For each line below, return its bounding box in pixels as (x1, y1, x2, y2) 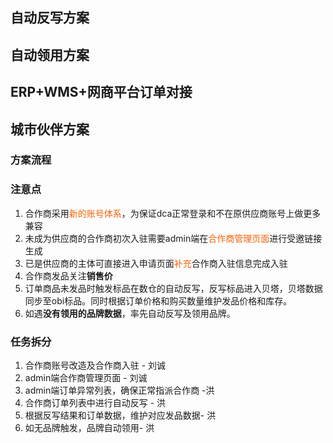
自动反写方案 (10, 9, 90, 27)
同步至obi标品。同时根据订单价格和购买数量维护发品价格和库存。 (24, 294, 293, 307)
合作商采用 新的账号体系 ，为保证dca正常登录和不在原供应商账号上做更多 (24, 207, 322, 219)
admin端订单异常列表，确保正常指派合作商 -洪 (24, 384, 215, 397)
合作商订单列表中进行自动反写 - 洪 (24, 397, 167, 409)
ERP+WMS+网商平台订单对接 (10, 84, 193, 101)
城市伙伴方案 (10, 121, 90, 138)
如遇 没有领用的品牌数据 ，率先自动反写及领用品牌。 (24, 307, 236, 319)
